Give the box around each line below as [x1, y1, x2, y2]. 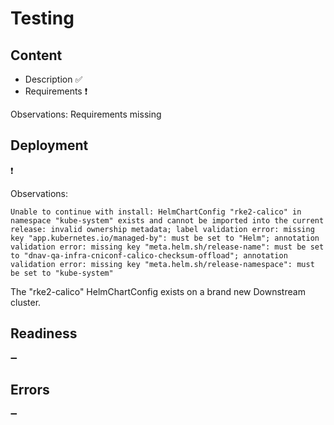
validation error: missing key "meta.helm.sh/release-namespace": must [10, 259, 315, 269]
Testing [10, 7, 75, 30]
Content [10, 47, 63, 64]
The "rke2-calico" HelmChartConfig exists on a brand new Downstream [10, 285, 306, 297]
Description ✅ [24, 73, 83, 85]
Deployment [10, 137, 89, 154]
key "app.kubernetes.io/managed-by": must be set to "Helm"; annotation [10, 233, 320, 243]
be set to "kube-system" [10, 268, 114, 278]
